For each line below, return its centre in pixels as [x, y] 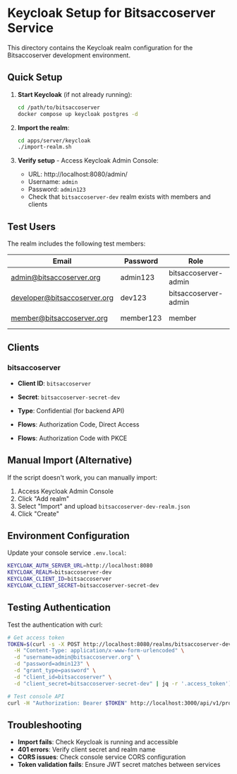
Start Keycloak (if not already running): [75, 94]
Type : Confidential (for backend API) [71, 410]
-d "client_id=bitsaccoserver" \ [63, 677]
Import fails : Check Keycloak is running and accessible [98, 742]
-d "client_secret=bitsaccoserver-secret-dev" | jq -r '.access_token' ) [123, 683]
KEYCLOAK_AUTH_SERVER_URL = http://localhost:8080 [80, 566]
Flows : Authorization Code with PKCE [72, 438]
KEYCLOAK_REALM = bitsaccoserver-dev [60, 572]
